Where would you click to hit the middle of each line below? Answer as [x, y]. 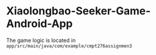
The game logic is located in [41, 40]
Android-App [39, 24]
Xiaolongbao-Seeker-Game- [79, 11]
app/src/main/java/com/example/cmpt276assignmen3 [69, 46]
